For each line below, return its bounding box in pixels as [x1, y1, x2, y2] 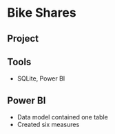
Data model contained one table [17, 113, 108, 122]
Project [7, 33, 39, 44]
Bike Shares [7, 5, 77, 21]
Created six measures [17, 120, 80, 129]
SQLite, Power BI [17, 74, 65, 83]
